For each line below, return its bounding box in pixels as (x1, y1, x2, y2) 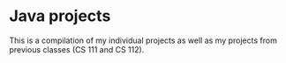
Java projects (9, 6, 111, 26)
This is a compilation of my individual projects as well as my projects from (9, 35, 278, 45)
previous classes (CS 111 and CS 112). (9, 44, 145, 54)
